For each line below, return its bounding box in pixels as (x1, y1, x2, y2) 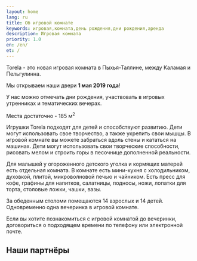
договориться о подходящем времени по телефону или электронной (6, 222, 183, 229)
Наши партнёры (6, 245, 70, 255)
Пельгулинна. (6, 70, 41, 77)
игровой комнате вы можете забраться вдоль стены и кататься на (6, 136, 177, 144)
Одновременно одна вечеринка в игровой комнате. (6, 204, 139, 211)
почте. (6, 228, 23, 235)
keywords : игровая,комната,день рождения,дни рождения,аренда (6, 25, 164, 32)
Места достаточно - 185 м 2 (6, 111, 76, 119)
